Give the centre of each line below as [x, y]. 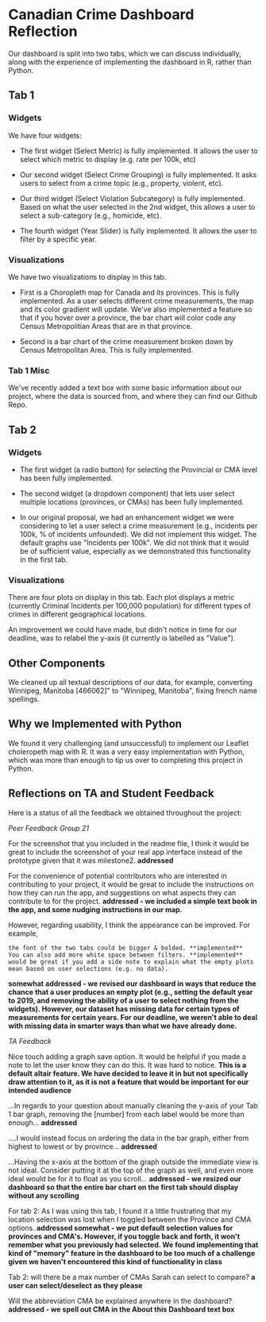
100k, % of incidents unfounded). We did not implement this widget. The [138, 534]
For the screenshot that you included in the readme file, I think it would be [129, 843]
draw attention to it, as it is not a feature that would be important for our [129, 1081]
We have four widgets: [45, 135]
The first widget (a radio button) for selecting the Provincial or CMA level [139, 470]
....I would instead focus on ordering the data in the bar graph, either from [129, 1138]
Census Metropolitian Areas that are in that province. [106, 326]
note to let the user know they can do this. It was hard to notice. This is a [127, 1065]
